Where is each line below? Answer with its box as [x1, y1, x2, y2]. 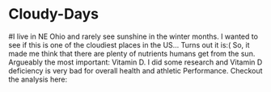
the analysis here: [8, 74, 68, 84]
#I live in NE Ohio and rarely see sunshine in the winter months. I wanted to [8, 31, 259, 41]
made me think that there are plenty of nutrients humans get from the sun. [8, 48, 256, 58]
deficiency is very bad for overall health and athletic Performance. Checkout [8, 65, 263, 75]
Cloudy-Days [8, 5, 100, 23]
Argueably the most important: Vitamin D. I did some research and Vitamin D [8, 57, 263, 67]
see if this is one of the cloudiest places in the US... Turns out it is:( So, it [8, 40, 250, 49]
